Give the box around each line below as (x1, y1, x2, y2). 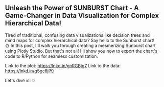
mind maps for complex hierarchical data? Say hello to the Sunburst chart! (5, 37, 155, 43)
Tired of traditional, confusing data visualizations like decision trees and (5, 32, 150, 38)
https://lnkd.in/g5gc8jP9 (5, 68, 54, 74)
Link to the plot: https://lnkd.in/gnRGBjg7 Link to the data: (5, 63, 121, 68)
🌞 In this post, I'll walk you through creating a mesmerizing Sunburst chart (5, 43, 156, 48)
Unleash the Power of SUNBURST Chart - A (5, 4, 139, 12)
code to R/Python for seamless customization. (5, 53, 98, 59)
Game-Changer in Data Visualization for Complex (5, 12, 159, 20)
